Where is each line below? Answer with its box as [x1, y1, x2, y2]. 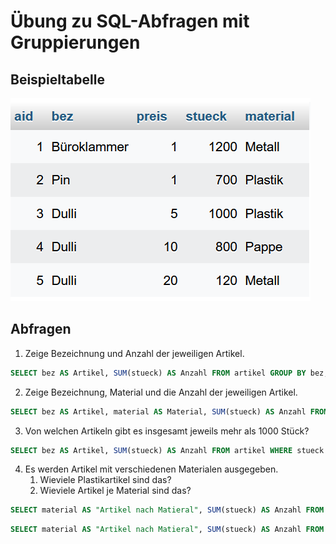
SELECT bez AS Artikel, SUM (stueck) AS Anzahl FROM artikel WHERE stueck [10, 445, 325, 455]
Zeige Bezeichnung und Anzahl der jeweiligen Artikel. [24, 347, 245, 359]
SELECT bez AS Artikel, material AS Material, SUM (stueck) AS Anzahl [10, 406, 307, 417]
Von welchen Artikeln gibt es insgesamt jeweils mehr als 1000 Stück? [24, 425, 310, 437]
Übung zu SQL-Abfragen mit [10, 10, 250, 33]
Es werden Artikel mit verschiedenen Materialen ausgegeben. [24, 463, 279, 475]
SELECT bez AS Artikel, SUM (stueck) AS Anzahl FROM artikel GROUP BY [10, 368, 307, 378]
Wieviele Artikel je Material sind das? [39, 485, 192, 497]
